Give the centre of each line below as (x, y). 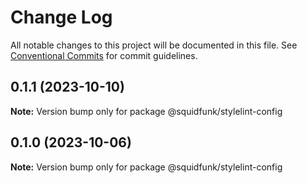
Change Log (61, 17)
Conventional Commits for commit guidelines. (104, 55)
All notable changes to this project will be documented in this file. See (154, 45)
